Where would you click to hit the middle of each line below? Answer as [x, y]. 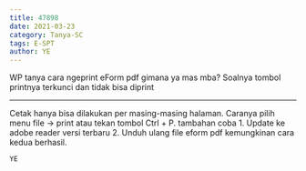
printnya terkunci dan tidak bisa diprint [82, 87]
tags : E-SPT [32, 43]
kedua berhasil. [38, 143]
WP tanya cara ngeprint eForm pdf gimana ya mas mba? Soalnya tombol [145, 77]
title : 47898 [34, 18]
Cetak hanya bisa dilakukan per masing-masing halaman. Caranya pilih [142, 114]
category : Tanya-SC [46, 35]
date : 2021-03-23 [42, 26]
